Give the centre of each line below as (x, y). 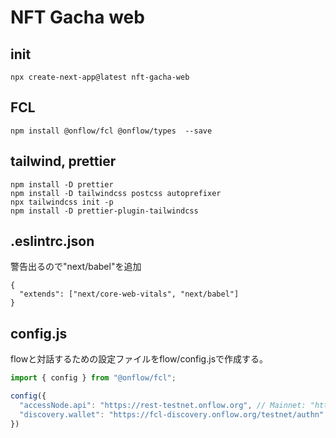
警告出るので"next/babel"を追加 (76, 267)
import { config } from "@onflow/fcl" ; (93, 378)
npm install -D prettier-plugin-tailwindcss (104, 211)
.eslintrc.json (52, 241)
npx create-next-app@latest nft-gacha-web (100, 77)
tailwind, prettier (63, 161)
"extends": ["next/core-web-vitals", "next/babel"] (129, 294)
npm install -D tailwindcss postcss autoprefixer (116, 193)
